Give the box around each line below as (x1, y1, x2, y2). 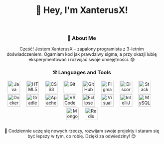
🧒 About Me (67, 35, 97, 42)
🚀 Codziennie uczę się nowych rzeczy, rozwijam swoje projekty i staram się (4, 128, 160, 134)
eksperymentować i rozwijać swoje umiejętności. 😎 (28, 57, 135, 63)
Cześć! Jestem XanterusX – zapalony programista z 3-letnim (19, 46, 144, 52)
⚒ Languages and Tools (52, 69, 111, 76)
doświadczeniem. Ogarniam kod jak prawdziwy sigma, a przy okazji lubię (6, 51, 157, 57)
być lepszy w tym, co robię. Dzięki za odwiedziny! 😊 (27, 133, 136, 139)
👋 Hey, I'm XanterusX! (35, 4, 129, 16)
